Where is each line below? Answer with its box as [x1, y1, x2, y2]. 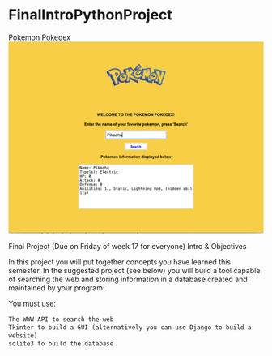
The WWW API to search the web [8, 315, 114, 324]
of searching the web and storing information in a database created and [8, 274, 249, 284]
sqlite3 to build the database [8, 339, 114, 348]
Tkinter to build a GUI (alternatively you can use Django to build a [8, 323, 252, 332]
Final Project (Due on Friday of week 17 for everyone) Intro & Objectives [8, 241, 247, 251]
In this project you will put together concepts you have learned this [8, 257, 232, 267]
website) [8, 331, 38, 340]
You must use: [8, 298, 57, 308]
